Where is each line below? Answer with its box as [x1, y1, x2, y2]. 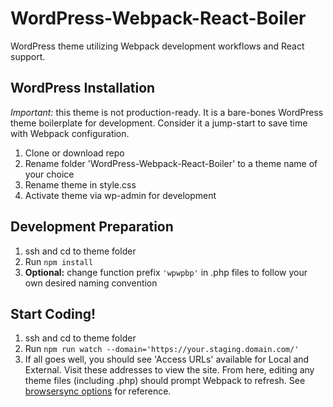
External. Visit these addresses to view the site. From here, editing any [24, 364, 315, 376]
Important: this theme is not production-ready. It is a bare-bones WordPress [10, 106, 324, 118]
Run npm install [24, 255, 94, 267]
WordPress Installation [10, 80, 156, 97]
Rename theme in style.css [24, 178, 137, 191]
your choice [24, 168, 75, 180]
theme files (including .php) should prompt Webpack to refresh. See [24, 375, 306, 387]
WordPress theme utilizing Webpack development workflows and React [10, 40, 305, 52]
